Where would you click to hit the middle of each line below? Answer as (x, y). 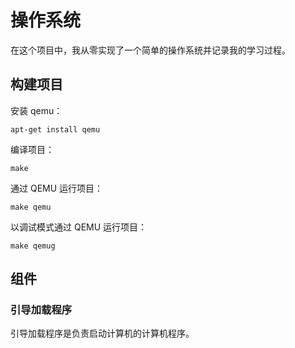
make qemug (33, 246)
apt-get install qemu (55, 129)
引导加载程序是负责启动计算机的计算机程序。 (102, 333)
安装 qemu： (36, 110)
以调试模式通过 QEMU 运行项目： (79, 227)
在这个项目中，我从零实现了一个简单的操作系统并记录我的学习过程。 (150, 50)
